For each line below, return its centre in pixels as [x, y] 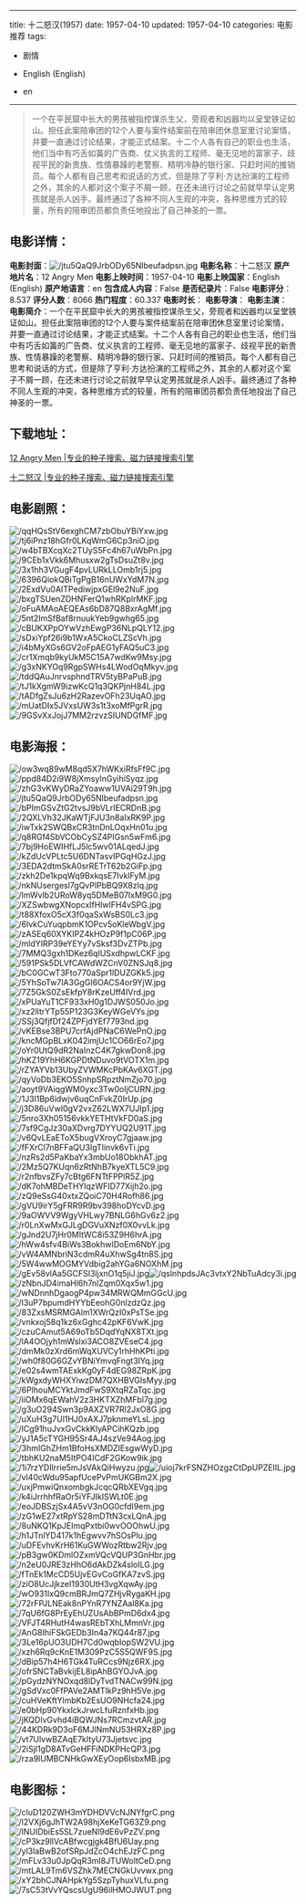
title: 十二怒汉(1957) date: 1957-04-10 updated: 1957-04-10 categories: [142, 25]
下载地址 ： [40, 434]
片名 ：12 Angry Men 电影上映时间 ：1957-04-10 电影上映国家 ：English [148, 277]
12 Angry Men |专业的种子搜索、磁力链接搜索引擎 [102, 458]
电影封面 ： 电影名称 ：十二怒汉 [141, 265]
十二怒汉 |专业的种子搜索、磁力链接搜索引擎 [92, 477]
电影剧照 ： [40, 509]
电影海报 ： [40, 747]
